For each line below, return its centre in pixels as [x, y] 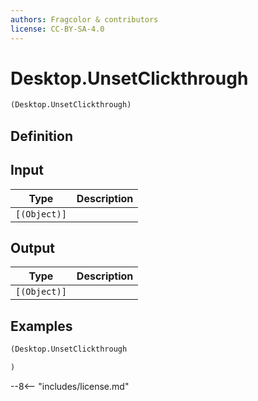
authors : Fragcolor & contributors [84, 19]
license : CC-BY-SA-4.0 [57, 29]
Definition [41, 136]
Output [32, 247]
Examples [41, 326]
